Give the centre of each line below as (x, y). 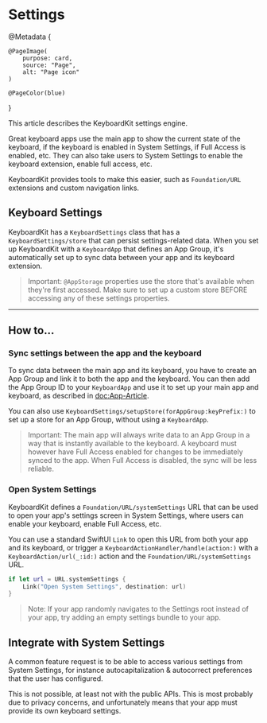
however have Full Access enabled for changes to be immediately (135, 452)
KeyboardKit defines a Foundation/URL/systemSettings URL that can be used (133, 507)
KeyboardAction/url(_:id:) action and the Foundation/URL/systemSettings (130, 556)
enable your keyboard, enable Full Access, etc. (85, 523)
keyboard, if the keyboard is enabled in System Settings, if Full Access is (127, 147)
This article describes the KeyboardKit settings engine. (98, 123)
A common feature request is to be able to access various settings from (126, 662)
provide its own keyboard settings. (65, 711)
